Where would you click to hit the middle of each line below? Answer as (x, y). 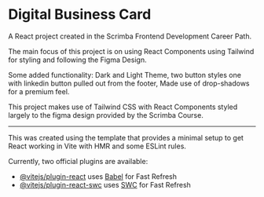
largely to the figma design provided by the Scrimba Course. (106, 115)
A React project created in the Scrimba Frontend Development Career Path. (130, 36)
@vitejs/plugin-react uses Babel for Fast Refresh (98, 176)
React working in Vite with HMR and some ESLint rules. (97, 146)
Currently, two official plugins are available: (78, 161)
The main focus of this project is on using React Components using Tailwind (131, 51)
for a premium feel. (39, 91)
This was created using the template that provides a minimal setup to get (126, 137)
